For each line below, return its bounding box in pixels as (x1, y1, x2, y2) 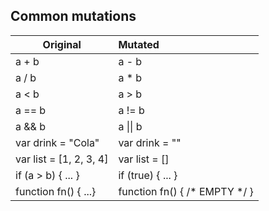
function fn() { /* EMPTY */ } (118, 184, 254, 198)
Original (42, 37, 82, 51)
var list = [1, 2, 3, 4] (15, 152, 109, 166)
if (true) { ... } (118, 168, 178, 182)
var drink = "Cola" (15, 135, 100, 149)
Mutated (118, 37, 160, 51)
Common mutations (10, 8, 137, 25)
